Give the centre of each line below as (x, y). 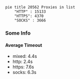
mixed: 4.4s (25, 56)
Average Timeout (24, 45)
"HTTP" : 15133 (30, 12)
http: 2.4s (22, 62)
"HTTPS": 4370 (29, 16)
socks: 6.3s (24, 72)
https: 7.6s (23, 67)
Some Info (18, 33)
